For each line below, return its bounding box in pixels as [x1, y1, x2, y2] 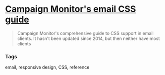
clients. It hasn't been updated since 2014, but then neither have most [17, 36, 160, 41]
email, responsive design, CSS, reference [5, 64, 90, 70]
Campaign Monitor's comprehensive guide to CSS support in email [17, 30, 154, 36]
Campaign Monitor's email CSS [5, 3, 136, 15]
